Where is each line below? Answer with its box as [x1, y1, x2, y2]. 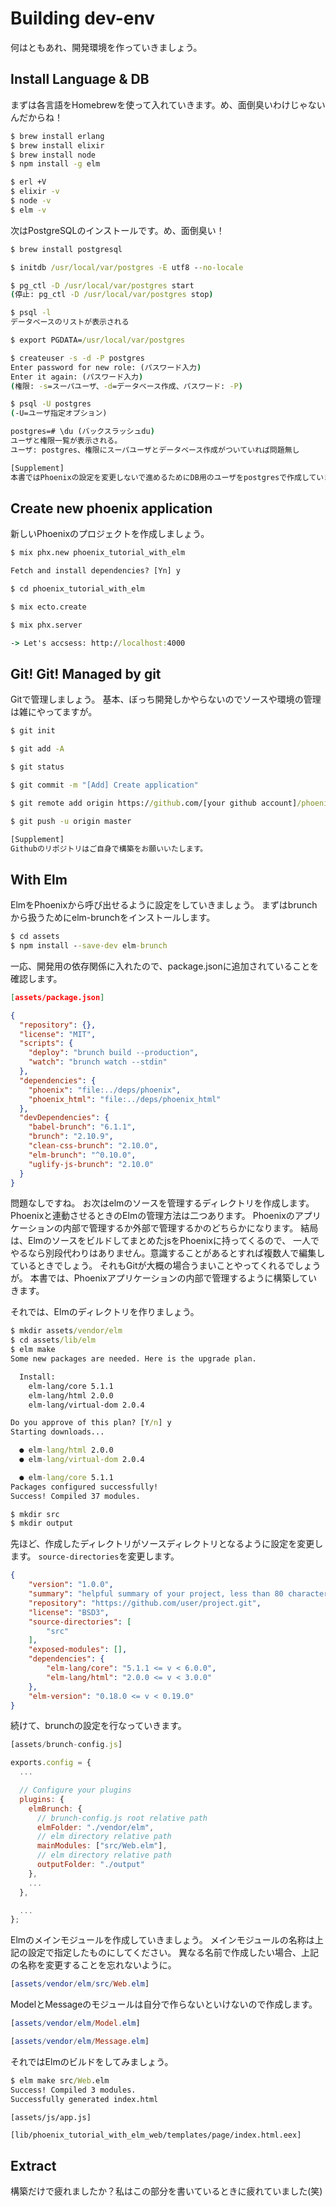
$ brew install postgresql [10, 244, 123, 254]
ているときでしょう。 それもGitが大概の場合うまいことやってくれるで [10, 1260, 295, 1272]
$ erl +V [10, 177, 47, 187]
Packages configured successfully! [10, 1482, 159, 1492]
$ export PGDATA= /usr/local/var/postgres [10, 335, 186, 345]
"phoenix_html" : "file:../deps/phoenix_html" [28, 1094, 222, 1104]
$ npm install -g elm [10, 159, 101, 169]
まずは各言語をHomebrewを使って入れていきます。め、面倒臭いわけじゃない [10, 98, 326, 111]
